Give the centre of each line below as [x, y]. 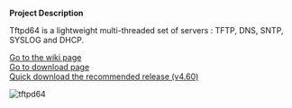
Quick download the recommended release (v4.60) [104, 76]
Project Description [46, 13]
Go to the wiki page [46, 57]
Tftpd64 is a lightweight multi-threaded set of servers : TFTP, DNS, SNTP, [146, 30]
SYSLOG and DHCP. [46, 40]
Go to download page [50, 67]
